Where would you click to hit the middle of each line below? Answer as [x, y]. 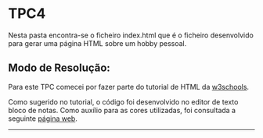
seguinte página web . [43, 119]
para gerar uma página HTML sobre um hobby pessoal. [97, 43]
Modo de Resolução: [59, 68]
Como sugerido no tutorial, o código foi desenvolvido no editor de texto [123, 101]
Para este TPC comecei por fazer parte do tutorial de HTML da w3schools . [128, 87]
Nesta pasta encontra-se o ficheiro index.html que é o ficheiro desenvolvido [131, 35]
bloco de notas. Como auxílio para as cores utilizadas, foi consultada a [122, 110]
